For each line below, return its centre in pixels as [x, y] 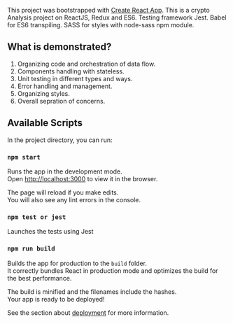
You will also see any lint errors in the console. [74, 199]
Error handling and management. [65, 86]
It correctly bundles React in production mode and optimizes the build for [113, 270]
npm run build [31, 249]
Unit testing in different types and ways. [75, 78]
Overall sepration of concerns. [61, 101]
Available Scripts [45, 123]
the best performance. [40, 278]
